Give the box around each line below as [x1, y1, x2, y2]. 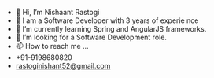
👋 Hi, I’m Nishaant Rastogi [15, 8, 100, 17]
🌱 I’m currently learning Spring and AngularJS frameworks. [15, 24, 207, 33]
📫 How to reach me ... [15, 42, 89, 50]
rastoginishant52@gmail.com [15, 61, 111, 70]
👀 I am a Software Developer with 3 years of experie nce [15, 16, 199, 25]
